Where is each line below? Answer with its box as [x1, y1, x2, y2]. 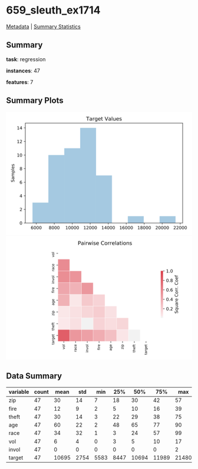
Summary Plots [6, 95, 64, 106]
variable [8, 388, 29, 395]
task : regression [6, 55, 46, 62]
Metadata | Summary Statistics [6, 23, 81, 30]
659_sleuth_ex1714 [6, 4, 101, 17]
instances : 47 [6, 67, 40, 74]
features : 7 [6, 78, 34, 85]
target [8, 454, 24, 461]
